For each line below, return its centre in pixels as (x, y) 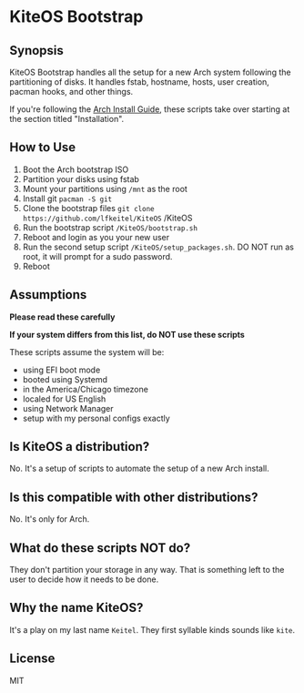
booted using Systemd (65, 379)
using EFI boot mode (61, 370)
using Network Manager (68, 408)
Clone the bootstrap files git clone (88, 208)
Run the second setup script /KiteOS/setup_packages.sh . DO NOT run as (158, 247)
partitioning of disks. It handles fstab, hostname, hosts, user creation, (140, 82)
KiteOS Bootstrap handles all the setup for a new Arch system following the (150, 72)
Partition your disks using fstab (81, 178)
